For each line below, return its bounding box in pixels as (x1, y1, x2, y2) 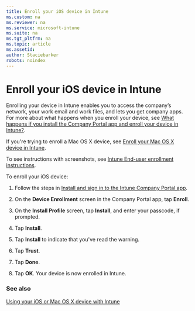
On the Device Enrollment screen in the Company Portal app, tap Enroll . (14, 196, 189, 203)
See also (6, 285, 31, 293)
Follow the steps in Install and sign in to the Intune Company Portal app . (14, 185, 188, 192)
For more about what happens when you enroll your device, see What (6, 115, 175, 122)
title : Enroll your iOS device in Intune (6, 8, 109, 15)
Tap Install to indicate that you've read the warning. (14, 236, 139, 243)
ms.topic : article (6, 42, 51, 47)
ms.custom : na (6, 14, 41, 20)
